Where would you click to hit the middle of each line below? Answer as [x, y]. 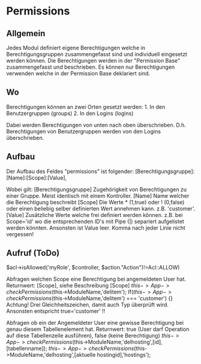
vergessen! [20, 234]
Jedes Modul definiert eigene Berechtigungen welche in [76, 48]
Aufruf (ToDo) [33, 253]
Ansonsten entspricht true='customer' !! [56, 311]
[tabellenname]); [27, 348]
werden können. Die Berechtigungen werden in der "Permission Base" [93, 61]
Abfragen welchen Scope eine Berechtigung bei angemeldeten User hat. [96, 279]
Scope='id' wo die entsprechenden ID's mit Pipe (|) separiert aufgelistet [95, 221]
